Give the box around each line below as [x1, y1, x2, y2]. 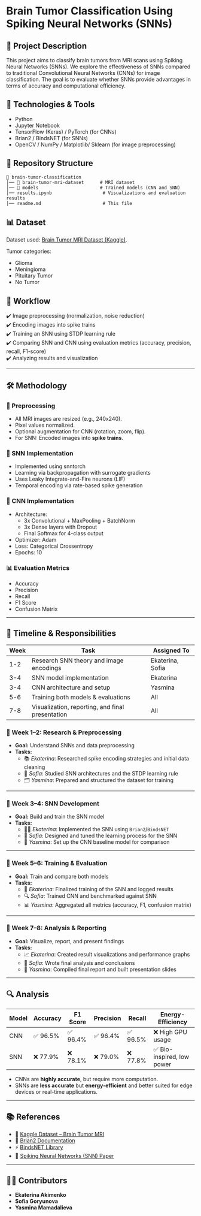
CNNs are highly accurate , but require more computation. [14, 1075, 159, 1082]
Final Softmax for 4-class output [23, 529, 103, 537]
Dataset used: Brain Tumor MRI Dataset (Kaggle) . [6, 236, 127, 243]
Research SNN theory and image [32, 656, 124, 665]
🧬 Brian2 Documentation [14, 1137, 76, 1144]
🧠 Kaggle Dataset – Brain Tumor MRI [14, 1131, 105, 1138]
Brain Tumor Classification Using [6, 4, 173, 18]
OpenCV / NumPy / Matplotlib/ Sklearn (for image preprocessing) [14, 141, 176, 148]
